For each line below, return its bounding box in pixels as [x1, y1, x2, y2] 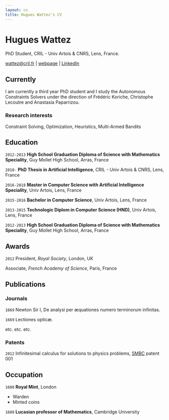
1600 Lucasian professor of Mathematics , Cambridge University [5, 408, 140, 415]
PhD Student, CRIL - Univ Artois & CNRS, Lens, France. [5, 51, 120, 57]
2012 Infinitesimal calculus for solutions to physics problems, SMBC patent [5, 350, 160, 357]
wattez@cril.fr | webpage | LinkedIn [5, 60, 80, 66]
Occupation [5, 370, 43, 379]
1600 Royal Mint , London [5, 384, 57, 390]
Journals [5, 295, 28, 302]
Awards [5, 242, 30, 250]
